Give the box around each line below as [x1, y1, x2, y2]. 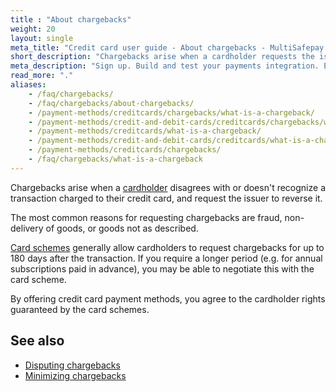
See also [10, 332, 65, 350]
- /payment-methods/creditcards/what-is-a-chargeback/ [28, 126, 262, 136]
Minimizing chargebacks [24, 369, 127, 381]
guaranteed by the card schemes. [10, 303, 150, 315]
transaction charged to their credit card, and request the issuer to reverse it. [10, 192, 323, 204]
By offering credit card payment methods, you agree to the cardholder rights [10, 292, 326, 305]
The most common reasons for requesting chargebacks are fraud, [10, 211, 283, 223]
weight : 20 [10, 24, 56, 34]
